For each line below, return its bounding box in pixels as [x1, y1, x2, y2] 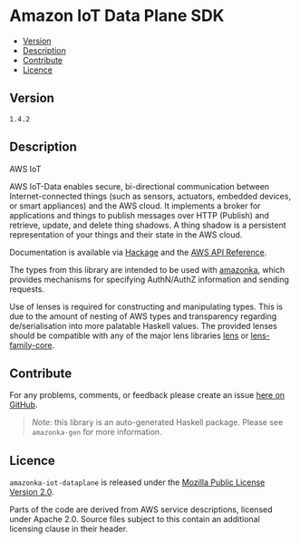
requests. [9, 283, 45, 295]
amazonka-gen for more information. [31, 427, 162, 438]
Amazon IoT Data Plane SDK [9, 5, 225, 26]
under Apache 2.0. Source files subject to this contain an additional [9, 514, 260, 525]
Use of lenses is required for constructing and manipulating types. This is [9, 301, 284, 312]
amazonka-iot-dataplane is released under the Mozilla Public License [9, 477, 266, 488]
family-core [9, 339, 53, 350]
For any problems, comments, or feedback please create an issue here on [9, 390, 285, 401]
